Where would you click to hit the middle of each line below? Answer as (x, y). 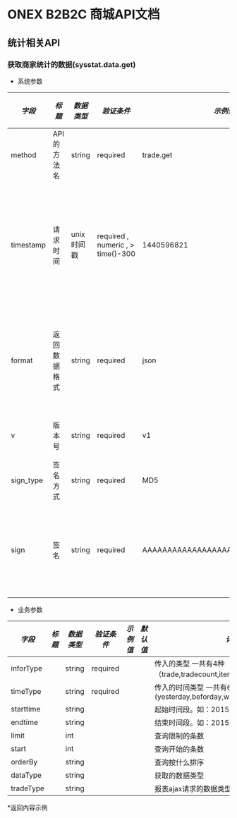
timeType (26, 691)
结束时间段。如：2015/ (193, 722)
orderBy (24, 762)
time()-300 (116, 253)
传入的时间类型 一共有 (191, 687)
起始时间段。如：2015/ (193, 709)
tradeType (28, 788)
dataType (26, 775)
